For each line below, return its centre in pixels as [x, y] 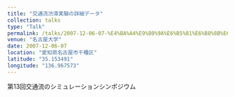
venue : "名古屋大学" [34, 40]
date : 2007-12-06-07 [37, 46]
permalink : [23, 33]
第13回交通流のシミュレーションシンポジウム [72, 86]
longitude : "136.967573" [43, 66]
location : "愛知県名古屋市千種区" [52, 53]
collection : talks [34, 20]
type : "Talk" [26, 27]
